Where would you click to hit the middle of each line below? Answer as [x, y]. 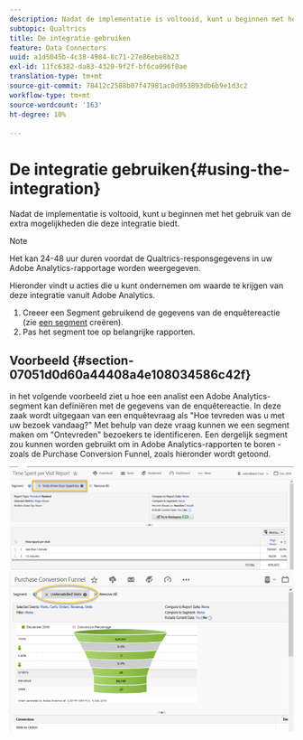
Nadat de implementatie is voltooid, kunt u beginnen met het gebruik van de [150, 214]
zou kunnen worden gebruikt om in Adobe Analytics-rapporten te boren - [146, 444]
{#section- [103, 360]
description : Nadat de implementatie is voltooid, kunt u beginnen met [147, 19]
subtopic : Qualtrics [48, 28]
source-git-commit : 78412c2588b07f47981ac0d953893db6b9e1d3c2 [129, 86]
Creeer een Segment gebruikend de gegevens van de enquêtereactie [151, 313]
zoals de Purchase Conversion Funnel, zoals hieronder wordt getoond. [140, 454]
